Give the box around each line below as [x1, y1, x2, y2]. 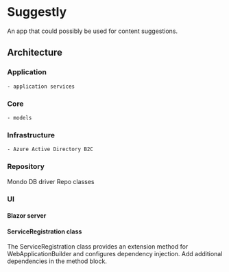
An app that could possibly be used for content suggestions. [7, 27, 178, 35]
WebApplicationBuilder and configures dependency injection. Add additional [7, 250, 223, 258]
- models [7, 114, 32, 121]
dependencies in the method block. [7, 257, 108, 265]
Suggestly [7, 4, 67, 20]
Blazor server [7, 212, 47, 220]
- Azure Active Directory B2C [7, 146, 94, 153]
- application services [7, 83, 75, 90]
